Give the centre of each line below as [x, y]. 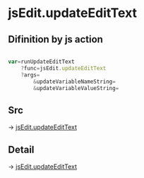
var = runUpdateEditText [41, 62]
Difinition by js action [55, 39]
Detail [21, 149]
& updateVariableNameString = [74, 82]
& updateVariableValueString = [76, 88]
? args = [30, 75]
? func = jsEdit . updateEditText [64, 68]
